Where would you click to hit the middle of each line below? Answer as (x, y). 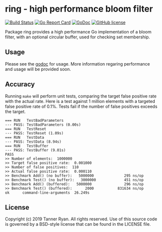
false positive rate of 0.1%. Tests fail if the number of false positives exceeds (81, 106)
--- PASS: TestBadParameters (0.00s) (43, 125)
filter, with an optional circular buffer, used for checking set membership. (78, 37)
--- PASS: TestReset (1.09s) (34, 133)
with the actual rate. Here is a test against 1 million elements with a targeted (80, 101)
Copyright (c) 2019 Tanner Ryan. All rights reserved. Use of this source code (81, 219)
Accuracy (20, 84)
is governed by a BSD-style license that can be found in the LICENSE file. (78, 224)
